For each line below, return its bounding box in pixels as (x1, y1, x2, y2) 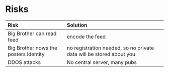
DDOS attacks (8, 58, 41, 65)
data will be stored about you (67, 50, 136, 57)
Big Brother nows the (8, 44, 58, 51)
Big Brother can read (8, 30, 57, 37)
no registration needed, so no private (67, 44, 154, 51)
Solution (67, 21, 88, 28)
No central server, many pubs (67, 58, 137, 65)
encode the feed (67, 33, 106, 40)
